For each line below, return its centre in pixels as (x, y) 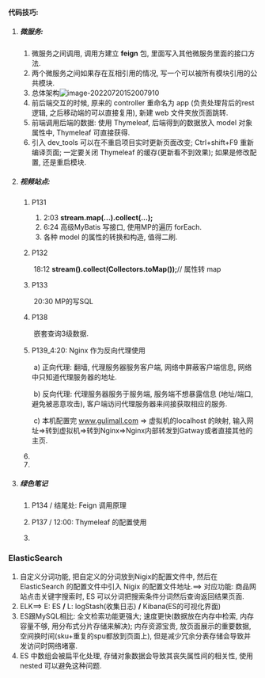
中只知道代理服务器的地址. (74, 377)
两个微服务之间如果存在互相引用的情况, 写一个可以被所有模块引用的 (141, 73)
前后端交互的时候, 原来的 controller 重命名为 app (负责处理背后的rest (143, 102)
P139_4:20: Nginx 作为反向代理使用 (89, 350)
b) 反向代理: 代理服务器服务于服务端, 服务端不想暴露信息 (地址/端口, (144, 394)
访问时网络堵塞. (52, 646)
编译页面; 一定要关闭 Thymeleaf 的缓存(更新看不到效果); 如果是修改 (141, 152)
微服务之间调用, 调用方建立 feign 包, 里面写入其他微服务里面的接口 (140, 53)
